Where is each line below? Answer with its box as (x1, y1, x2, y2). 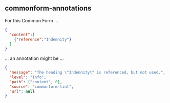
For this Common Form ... (5, 17, 58, 23)
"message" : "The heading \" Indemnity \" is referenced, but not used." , (9, 70, 166, 75)
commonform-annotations (5, 4, 92, 13)
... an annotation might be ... (5, 55, 64, 61)
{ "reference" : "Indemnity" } (14, 37, 72, 42)
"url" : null (9, 89, 35, 94)
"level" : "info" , (9, 75, 47, 80)
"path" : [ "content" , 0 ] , (9, 79, 62, 84)
